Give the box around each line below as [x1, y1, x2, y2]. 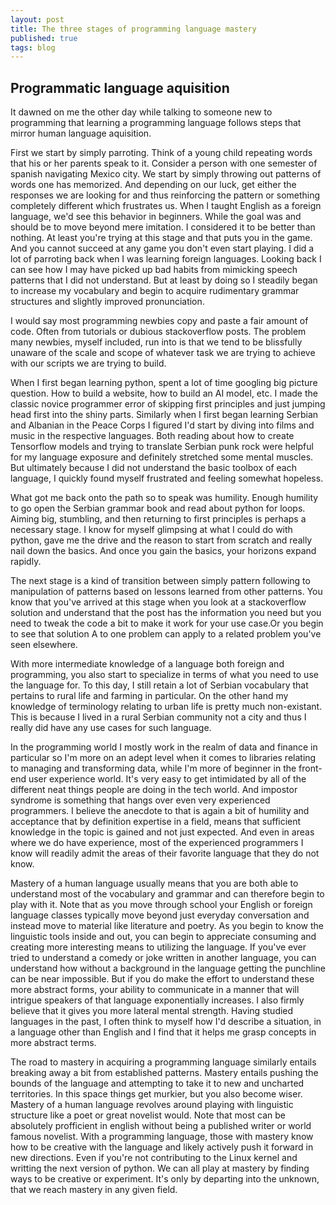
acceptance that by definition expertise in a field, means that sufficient [10, 816, 302, 828]
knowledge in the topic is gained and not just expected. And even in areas [10, 826, 315, 838]
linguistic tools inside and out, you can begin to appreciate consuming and [10, 931, 317, 943]
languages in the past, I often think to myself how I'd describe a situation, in [10, 1016, 322, 1028]
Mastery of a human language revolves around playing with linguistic [10, 1099, 294, 1111]
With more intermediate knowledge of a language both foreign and [10, 658, 285, 670]
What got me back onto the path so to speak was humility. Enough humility [10, 492, 319, 504]
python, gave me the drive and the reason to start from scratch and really [10, 534, 313, 546]
